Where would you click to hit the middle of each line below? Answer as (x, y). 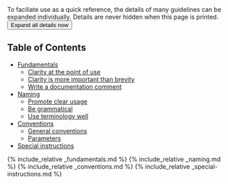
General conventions (57, 131)
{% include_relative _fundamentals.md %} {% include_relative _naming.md (114, 159)
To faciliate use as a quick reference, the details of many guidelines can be (114, 9)
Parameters (44, 138)
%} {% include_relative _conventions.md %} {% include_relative (99, 166)
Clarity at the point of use (64, 72)
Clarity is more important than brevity (81, 79)
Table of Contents (47, 48)
